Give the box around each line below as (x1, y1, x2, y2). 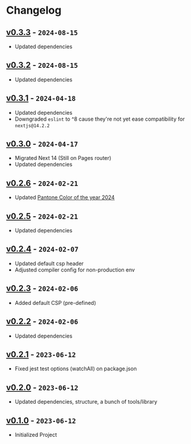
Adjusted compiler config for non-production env (14, 266, 135, 273)
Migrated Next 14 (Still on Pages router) (14, 155, 112, 162)
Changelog (6, 4, 62, 17)
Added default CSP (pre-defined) (14, 299, 97, 306)
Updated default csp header (14, 260, 84, 267)
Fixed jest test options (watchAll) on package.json (14, 365, 137, 372)
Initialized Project (14, 431, 58, 438)
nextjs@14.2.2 (14, 122, 50, 128)
